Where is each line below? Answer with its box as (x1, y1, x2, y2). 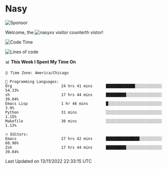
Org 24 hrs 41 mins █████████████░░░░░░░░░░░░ (5, 83, 162, 88)
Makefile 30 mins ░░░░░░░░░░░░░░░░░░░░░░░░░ (5, 118, 162, 123)
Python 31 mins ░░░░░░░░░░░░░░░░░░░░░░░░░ (5, 110, 162, 115)
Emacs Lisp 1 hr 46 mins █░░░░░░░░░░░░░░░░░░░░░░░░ (5, 101, 162, 106)
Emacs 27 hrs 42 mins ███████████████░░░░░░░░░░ (5, 136, 162, 141)
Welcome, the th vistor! (5, 29, 103, 35)
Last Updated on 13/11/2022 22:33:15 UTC (5, 158, 92, 164)
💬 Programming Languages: (5, 79, 59, 84)
